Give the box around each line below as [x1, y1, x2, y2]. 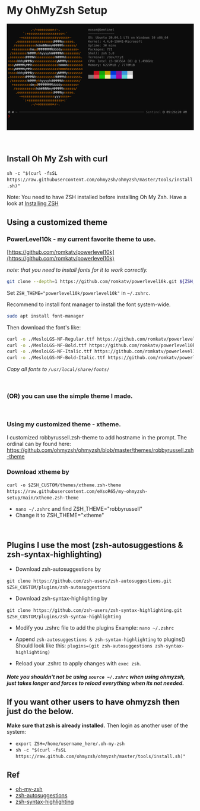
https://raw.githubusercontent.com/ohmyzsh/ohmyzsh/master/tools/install [7, 177, 193, 183]
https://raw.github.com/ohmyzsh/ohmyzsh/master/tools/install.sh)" [15, 753, 186, 760]
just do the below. [7, 706, 74, 716]
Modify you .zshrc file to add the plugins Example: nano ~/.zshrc [15, 624, 174, 631]
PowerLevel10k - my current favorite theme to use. [7, 235, 156, 243]
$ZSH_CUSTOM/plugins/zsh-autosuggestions [7, 584, 111, 590]
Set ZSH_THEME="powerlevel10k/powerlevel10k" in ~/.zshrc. [7, 289, 151, 296]
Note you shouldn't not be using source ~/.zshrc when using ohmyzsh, [7, 673, 186, 681]
